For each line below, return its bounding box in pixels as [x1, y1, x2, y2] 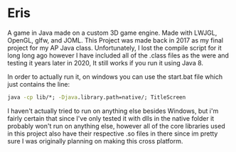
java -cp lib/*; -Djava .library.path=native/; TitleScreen [7, 94, 186, 101]
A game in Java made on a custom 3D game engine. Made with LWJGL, [7, 28, 218, 37]
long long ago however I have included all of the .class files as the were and [7, 51, 230, 60]
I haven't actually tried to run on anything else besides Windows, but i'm [7, 107, 219, 115]
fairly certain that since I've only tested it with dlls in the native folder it [7, 114, 215, 122]
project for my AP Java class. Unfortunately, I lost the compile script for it [7, 43, 222, 52]
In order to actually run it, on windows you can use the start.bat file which [7, 72, 222, 81]
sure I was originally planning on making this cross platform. [7, 136, 183, 145]
